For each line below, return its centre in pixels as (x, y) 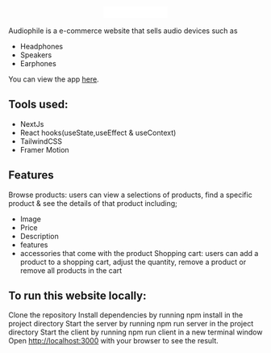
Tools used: (38, 105)
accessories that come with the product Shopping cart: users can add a (139, 253)
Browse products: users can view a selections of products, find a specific (130, 195)
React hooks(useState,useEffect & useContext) (98, 132)
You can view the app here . (54, 79)
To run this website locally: (77, 296)
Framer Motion (45, 149)
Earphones (38, 64)
